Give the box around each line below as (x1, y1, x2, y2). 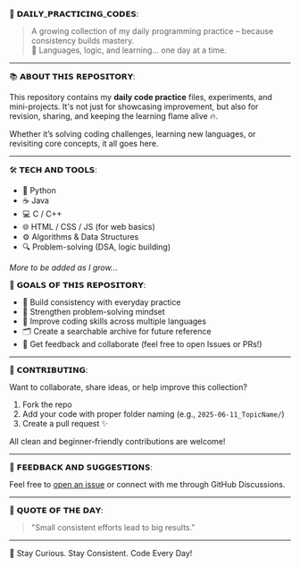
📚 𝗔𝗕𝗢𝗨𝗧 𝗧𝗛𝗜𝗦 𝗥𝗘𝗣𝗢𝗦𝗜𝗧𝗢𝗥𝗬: (9, 72, 136, 81)
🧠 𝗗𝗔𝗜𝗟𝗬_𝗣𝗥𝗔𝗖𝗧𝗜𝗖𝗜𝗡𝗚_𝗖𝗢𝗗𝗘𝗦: (9, 9, 139, 19)
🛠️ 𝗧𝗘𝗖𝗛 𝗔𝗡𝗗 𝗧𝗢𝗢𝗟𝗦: (9, 165, 98, 174)
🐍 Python (21, 185, 56, 196)
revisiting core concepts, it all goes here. (9, 139, 159, 148)
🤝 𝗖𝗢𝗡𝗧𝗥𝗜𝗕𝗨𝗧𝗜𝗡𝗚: (9, 365, 88, 375)
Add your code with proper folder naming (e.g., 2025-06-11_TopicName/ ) (21, 409, 285, 419)
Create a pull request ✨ (21, 419, 109, 428)
